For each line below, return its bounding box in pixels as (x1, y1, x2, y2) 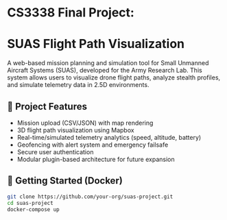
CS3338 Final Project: (7, 5, 135, 21)
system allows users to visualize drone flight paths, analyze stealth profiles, (7, 73, 221, 82)
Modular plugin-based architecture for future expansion (16, 155, 175, 163)
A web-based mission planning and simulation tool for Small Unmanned (7, 59, 209, 67)
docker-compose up (7, 206, 60, 213)
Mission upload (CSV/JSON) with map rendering (16, 119, 154, 127)
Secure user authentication (16, 147, 94, 156)
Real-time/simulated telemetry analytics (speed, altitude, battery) (16, 133, 202, 141)
